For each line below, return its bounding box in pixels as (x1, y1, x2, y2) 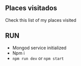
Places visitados (5, 4, 57, 12)
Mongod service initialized (12, 45, 67, 51)
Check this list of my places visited (5, 17, 77, 23)
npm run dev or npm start (12, 55, 64, 61)
